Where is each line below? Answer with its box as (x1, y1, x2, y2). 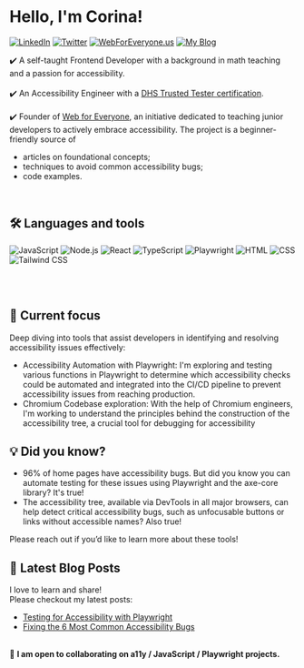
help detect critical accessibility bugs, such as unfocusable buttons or (22, 507, 285, 518)
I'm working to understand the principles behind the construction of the (22, 408, 290, 419)
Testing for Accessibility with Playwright (22, 612, 173, 622)
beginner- (240, 124, 277, 135)
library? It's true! (22, 487, 84, 498)
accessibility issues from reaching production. (22, 389, 196, 400)
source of (40, 134, 77, 145)
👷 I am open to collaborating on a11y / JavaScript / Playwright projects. (9, 649, 280, 660)
